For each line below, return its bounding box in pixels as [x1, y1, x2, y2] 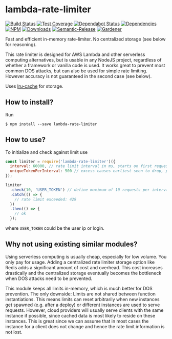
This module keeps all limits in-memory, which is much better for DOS [5, 285, 153, 291]
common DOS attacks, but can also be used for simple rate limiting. [5, 68, 147, 74]
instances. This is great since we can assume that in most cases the [5, 318, 149, 324]
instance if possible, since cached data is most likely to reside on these [5, 312, 156, 318]
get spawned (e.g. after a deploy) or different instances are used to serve [5, 302, 160, 308]
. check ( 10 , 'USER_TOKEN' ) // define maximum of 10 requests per [10, 187, 150, 192]
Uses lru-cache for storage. [5, 83, 64, 89]
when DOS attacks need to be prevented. [5, 275, 93, 282]
